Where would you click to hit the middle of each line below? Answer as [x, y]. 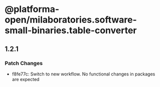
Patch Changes [24, 63]
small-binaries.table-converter [71, 30]
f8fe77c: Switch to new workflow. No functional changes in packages [84, 74]
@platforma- [32, 9]
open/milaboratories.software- [71, 20]
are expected [26, 79]
